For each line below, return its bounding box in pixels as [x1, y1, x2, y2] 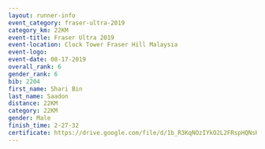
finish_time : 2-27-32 [8, 121, 80, 129]
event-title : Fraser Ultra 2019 [8, 33, 114, 42]
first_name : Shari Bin [8, 84, 83, 93]
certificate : [8, 129, 51, 136]
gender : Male [8, 114, 51, 122]
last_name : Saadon [8, 92, 69, 100]
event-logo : [8, 48, 47, 56]
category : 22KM [8, 107, 58, 115]
